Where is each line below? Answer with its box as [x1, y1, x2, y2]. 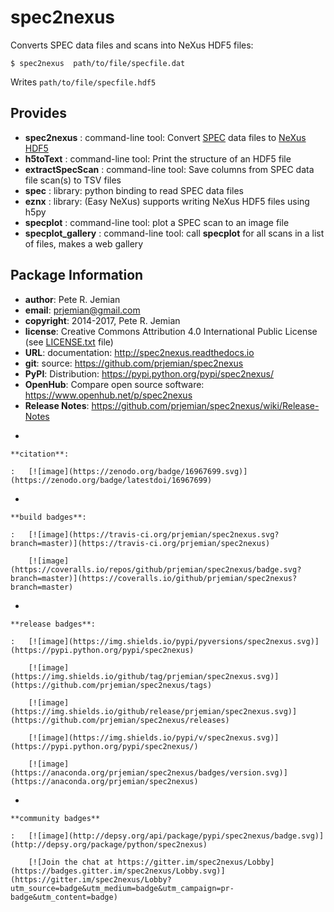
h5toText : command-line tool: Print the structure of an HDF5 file [24, 152, 292, 165]
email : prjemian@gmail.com [24, 304, 141, 316]
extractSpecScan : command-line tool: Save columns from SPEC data [24, 163, 315, 175]
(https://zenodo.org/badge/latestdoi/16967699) [10, 475, 213, 485]
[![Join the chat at [28, 857, 114, 867]
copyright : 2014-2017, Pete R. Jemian [24, 314, 181, 326]
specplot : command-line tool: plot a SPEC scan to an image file [24, 216, 290, 228]
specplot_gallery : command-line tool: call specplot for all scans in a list [24, 227, 325, 239]
